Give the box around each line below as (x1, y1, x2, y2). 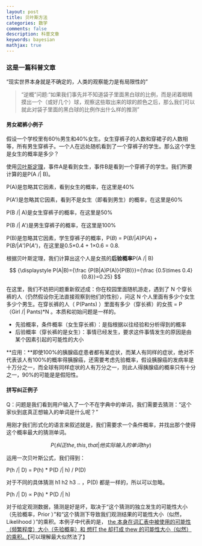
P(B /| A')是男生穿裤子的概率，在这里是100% (6, 222, 116, 229)
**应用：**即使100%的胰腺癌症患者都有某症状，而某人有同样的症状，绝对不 (6, 349, 194, 356)
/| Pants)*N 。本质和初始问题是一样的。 (21, 308, 119, 316)
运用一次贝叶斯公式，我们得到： (6, 454, 85, 461)
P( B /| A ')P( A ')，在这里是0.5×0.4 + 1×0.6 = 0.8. (6, 242, 120, 250)
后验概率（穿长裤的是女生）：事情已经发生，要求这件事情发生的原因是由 (14, 328, 192, 336)
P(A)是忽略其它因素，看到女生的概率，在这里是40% (6, 183, 135, 191)
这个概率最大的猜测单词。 (6, 428, 70, 436)
